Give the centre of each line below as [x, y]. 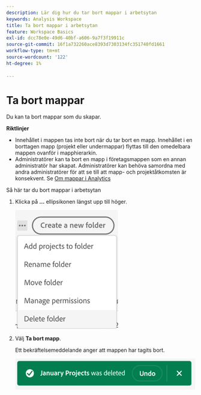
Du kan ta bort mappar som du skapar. [54, 117]
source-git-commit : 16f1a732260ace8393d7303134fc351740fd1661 [85, 44]
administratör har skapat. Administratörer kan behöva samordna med [100, 166]
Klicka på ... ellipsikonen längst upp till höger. [71, 202]
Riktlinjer [18, 129]
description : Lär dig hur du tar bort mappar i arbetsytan [82, 13]
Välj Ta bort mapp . [38, 338]
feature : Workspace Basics [40, 32]
